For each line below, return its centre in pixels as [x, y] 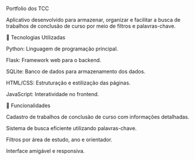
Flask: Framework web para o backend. [54, 60]
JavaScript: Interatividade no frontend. [53, 94]
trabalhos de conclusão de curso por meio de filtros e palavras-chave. [91, 26]
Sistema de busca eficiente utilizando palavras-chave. [71, 128]
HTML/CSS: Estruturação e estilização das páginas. [68, 83]
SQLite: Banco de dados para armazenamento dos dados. [76, 72]
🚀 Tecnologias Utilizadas [36, 37]
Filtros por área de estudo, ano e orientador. [59, 139]
